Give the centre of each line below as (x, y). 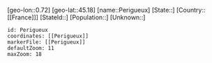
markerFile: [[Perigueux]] (46, 42)
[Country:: (191, 10)
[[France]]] (23, 17)
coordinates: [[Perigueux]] (48, 36)
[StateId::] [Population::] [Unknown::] (92, 17)
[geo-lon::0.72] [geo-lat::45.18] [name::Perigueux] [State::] (91, 10)
